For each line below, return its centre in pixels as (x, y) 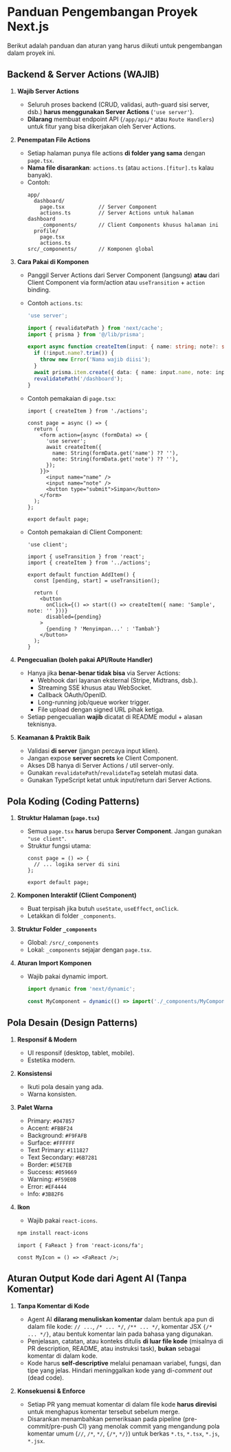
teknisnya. (42, 724)
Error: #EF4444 (47, 1186)
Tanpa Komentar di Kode (53, 1306)
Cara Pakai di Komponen (53, 261)
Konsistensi (34, 1073)
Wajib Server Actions (48, 91)
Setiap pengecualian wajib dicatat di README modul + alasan (115, 716)
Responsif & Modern (47, 1039)
